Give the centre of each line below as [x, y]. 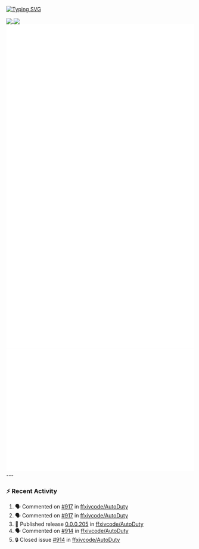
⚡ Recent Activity [32, 491]
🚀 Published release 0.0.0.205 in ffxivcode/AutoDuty [79, 524]
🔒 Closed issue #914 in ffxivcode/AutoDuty [67, 540]
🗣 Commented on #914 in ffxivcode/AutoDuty [72, 531]
